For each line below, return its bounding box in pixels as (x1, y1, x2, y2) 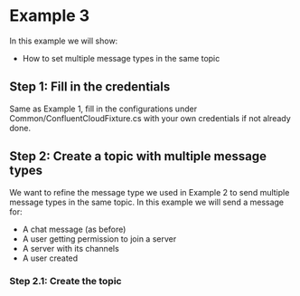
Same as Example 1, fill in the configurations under (9, 103, 197, 114)
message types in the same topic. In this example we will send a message (9, 196, 285, 207)
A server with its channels (22, 243, 119, 253)
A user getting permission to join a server (22, 233, 177, 244)
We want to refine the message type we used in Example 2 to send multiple (9, 186, 290, 197)
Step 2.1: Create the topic (9, 275, 122, 288)
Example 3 (9, 5, 90, 26)
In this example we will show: (9, 35, 118, 46)
